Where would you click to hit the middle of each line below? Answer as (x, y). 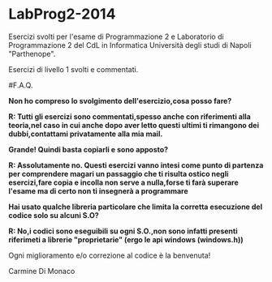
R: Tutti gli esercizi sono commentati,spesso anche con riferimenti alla (130, 116)
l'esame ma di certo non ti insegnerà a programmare (98, 190)
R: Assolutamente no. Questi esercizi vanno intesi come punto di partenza (136, 165)
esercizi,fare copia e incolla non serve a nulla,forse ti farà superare (123, 182)
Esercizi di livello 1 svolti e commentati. (73, 69)
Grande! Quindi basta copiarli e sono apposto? (89, 149)
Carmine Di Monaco (42, 271)
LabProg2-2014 (62, 14)
